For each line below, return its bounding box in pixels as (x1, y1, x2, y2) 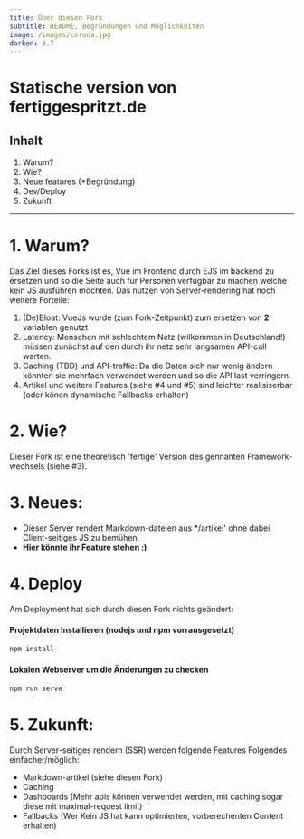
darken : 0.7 (9, 38, 54, 48)
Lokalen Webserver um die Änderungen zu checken (9, 664, 209, 675)
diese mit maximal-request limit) (22, 801, 143, 812)
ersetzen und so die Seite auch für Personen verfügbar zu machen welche (9, 276, 288, 287)
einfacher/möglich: (9, 755, 80, 766)
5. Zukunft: (9, 715, 94, 736)
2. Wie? (9, 421, 68, 442)
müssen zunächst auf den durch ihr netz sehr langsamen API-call (22, 341, 267, 352)
